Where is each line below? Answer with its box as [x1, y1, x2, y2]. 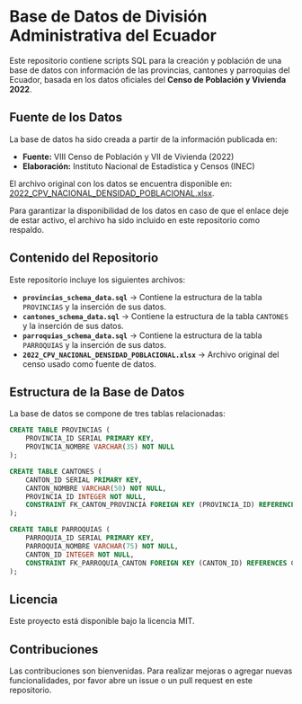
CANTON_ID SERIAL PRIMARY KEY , [25, 475, 143, 485]
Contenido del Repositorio [9, 250, 159, 266]
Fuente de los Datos [9, 110, 123, 125]
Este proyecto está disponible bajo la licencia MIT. [9, 616, 195, 627]
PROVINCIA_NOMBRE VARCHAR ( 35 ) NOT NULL [25, 442, 175, 451]
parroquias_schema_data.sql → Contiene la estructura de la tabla [22, 330, 262, 341]
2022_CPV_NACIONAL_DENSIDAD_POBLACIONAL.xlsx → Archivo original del [22, 349, 280, 360]
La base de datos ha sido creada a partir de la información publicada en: [9, 133, 278, 145]
